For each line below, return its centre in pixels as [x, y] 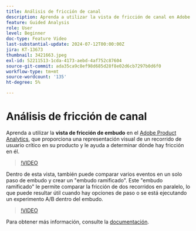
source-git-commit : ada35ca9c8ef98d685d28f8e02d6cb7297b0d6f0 [84, 66]
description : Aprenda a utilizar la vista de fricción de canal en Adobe [98, 17]
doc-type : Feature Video [36, 39]
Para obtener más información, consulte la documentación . [78, 222]
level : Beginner [26, 33]
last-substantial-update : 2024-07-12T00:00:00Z [65, 45]
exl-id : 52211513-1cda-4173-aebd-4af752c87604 [64, 60]
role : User [19, 28]
